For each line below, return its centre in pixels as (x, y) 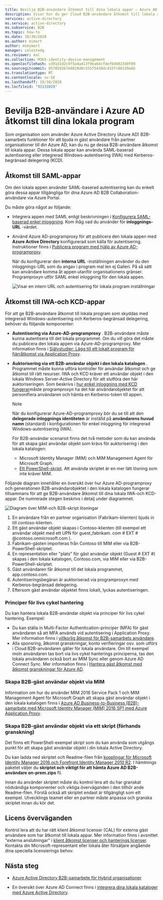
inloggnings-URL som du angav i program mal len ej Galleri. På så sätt (82, 267)
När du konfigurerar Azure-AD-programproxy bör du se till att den (78, 413)
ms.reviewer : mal (23, 55)
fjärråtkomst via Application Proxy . (46, 354)
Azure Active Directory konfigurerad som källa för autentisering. (77, 242)
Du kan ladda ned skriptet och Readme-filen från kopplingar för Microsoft (78, 757)
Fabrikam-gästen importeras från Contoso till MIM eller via (71, 543)
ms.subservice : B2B (25, 28)
